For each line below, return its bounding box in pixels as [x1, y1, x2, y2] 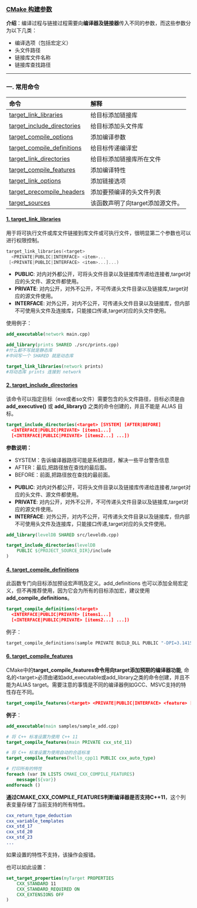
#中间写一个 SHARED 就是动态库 [6, 353, 74, 359]
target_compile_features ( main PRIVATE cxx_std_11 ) [6, 739, 133, 745]
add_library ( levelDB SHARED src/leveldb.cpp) [6, 532, 119, 538]
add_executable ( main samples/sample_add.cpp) [6, 723, 119, 729]
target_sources [9, 198, 50, 206]
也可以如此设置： [6, 863, 47, 870]
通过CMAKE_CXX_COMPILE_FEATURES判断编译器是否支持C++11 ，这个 [6, 793, 181, 801]
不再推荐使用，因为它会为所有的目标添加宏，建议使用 [21, 587, 150, 594]
